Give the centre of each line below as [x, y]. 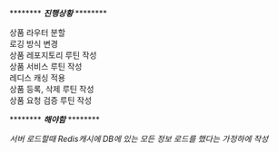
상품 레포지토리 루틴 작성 [53, 55]
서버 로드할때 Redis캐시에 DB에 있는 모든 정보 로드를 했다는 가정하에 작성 [139, 139]
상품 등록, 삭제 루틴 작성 [52, 89]
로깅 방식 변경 [34, 44]
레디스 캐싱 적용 [38, 78]
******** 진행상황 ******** [58, 13]
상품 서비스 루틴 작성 [46, 66]
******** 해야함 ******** [55, 119]
